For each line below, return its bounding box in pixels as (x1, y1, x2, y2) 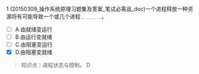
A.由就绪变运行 (15, 26, 53, 33)
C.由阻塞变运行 (15, 41, 53, 49)
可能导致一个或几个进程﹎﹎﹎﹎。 (22, 13, 107, 20)
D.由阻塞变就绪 (15, 49, 53, 56)
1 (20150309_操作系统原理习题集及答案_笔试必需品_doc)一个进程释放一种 (6, 5, 188, 12)
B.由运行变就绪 (15, 33, 53, 41)
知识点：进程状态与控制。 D (21, 61, 91, 69)
